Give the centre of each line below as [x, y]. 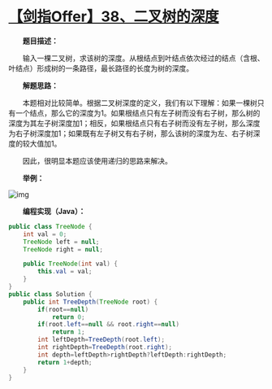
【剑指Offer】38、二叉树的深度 [114, 17]
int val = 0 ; [45, 234]
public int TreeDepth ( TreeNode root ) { [91, 302]
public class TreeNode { [50, 226]
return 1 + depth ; [65, 362]
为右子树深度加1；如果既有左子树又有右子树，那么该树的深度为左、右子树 [131, 133]
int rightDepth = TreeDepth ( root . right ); [105, 347]
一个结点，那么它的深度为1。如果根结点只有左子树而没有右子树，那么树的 [138, 113]
